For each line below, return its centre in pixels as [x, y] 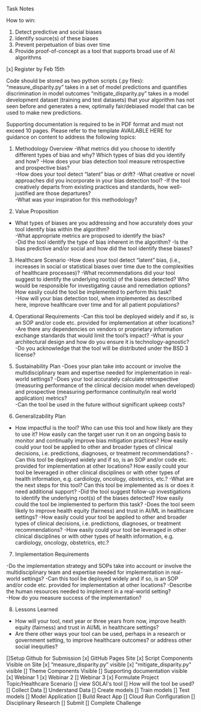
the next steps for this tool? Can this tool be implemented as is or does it [104, 485]
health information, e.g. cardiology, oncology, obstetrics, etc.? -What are [104, 479]
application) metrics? [41, 398]
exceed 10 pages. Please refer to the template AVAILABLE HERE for [89, 131]
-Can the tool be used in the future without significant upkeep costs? [100, 404]
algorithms [28, 57]
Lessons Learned [36, 609]
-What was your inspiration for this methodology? [76, 200]
